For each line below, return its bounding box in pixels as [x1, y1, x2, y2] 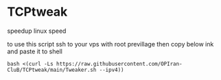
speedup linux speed [7, 27, 67, 35]
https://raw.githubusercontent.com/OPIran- [56, 60, 183, 67]
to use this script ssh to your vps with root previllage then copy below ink [7, 40, 214, 48]
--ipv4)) [99, 66, 125, 73]
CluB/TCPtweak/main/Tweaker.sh [7, 66, 97, 73]
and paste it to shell [7, 47, 63, 55]
